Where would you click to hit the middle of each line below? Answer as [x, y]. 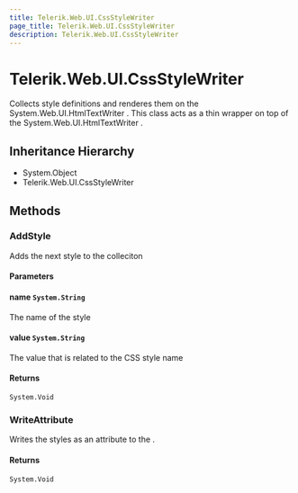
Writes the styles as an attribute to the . [82, 439]
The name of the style [50, 317]
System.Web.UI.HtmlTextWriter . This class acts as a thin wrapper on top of [149, 113]
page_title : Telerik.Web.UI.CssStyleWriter [92, 26]
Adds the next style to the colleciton [76, 255]
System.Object [50, 173]
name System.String [47, 297]
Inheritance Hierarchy [72, 151]
